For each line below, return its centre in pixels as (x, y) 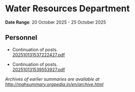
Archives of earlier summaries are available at (52, 79)
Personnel (21, 38)
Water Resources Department (67, 9)
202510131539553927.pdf (39, 69)
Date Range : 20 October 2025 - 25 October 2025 (56, 22)
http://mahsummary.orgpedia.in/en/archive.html (54, 84)
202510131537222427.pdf (39, 55)
